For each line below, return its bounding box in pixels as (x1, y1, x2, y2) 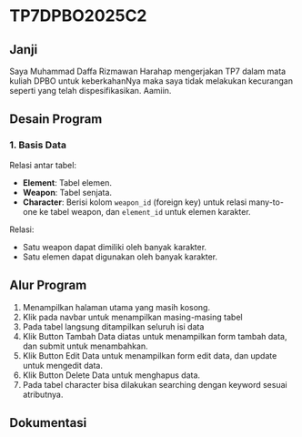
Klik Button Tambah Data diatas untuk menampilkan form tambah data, (22, 330, 288, 341)
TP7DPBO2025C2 (9, 5, 147, 26)
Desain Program (9, 111, 103, 127)
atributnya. (22, 389, 64, 400)
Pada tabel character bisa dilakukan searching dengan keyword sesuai (22, 379, 288, 390)
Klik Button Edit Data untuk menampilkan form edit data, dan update (22, 350, 277, 361)
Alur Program (9, 278, 87, 293)
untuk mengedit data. (22, 360, 103, 371)
